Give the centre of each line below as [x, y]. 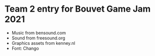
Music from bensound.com [39, 33]
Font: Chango [25, 48]
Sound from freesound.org [38, 38]
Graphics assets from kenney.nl [43, 43]
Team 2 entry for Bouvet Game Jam [77, 9]
